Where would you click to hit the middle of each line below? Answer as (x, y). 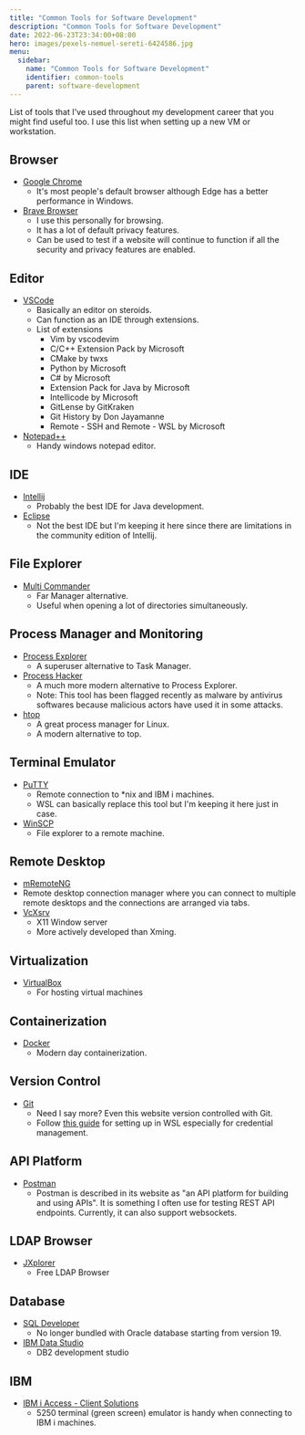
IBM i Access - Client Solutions (81, 1403)
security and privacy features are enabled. (116, 250)
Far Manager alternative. (82, 595)
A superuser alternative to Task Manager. (113, 665)
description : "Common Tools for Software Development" (116, 26)
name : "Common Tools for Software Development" (117, 69)
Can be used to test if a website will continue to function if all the (158, 240)
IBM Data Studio (53, 1343)
